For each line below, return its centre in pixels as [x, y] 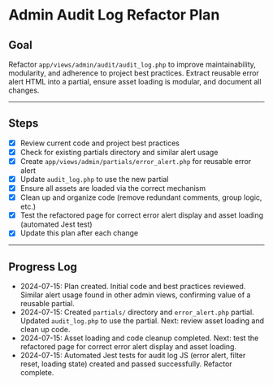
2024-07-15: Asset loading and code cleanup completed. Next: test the [139, 338]
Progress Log [43, 267]
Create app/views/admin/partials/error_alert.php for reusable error [136, 161]
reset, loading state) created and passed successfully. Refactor [126, 364]
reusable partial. [47, 304]
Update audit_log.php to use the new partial [94, 179]
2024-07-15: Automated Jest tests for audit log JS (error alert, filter [133, 356]
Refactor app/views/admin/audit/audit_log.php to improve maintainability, [132, 64]
